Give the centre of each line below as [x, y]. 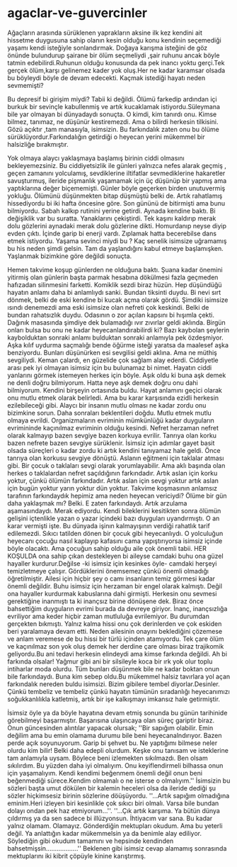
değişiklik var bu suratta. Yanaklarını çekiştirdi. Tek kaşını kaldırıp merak [112, 218]
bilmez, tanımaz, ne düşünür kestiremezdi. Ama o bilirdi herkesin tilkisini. [113, 121]
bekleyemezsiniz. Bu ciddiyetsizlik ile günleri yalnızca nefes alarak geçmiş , [117, 165]
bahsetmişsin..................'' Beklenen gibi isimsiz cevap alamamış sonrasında [117, 848]
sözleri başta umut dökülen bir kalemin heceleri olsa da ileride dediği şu [112, 788]
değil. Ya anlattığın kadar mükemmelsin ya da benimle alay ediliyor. [104, 833]
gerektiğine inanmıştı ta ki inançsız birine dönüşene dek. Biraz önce [105, 601]
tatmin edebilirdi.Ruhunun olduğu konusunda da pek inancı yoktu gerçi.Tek [116, 62]
